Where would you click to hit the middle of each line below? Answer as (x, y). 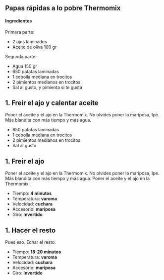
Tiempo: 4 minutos (32, 193)
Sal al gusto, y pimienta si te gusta (47, 87)
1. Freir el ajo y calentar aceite (52, 103)
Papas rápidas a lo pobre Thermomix (63, 8)
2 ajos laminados (29, 41)
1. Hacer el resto (30, 230)
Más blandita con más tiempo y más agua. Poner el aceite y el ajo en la (78, 179)
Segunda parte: (21, 56)
